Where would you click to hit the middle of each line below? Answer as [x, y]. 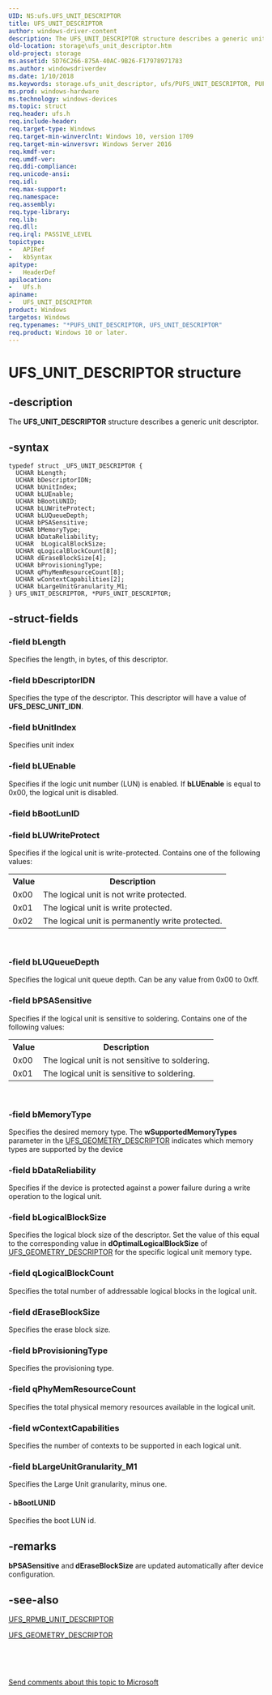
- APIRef [27, 250]
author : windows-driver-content [63, 31]
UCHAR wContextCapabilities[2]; [70, 580]
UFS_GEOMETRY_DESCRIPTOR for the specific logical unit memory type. [130, 1252]
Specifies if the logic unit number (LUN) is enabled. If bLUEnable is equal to [135, 784]
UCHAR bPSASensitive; [52, 523]
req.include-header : [43, 122]
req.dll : [23, 227]
